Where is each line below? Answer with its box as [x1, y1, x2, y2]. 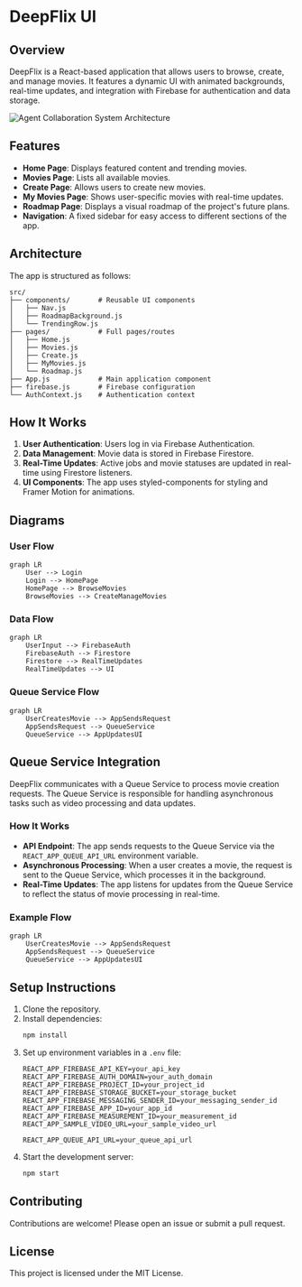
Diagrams [9, 513, 65, 528]
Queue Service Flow [9, 686, 100, 699]
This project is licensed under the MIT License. [9, 1268, 184, 1279]
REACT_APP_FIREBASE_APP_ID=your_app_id [22, 1104, 173, 1113]
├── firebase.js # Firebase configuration [9, 382, 196, 392]
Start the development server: [22, 1151, 134, 1162]
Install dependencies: [22, 1013, 103, 1023]
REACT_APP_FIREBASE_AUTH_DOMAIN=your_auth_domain [22, 1072, 214, 1081]
